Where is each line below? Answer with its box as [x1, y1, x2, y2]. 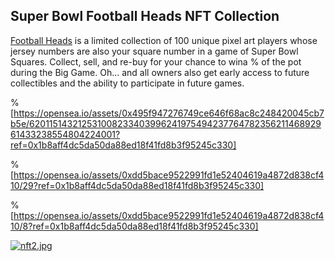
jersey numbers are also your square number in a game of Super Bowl [10, 45, 299, 57]
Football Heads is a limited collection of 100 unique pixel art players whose [10, 34, 318, 46]
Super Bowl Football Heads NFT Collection [10, 8, 280, 25]
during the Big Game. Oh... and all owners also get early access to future [10, 66, 310, 78]
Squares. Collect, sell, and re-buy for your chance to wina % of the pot [10, 55, 302, 68]
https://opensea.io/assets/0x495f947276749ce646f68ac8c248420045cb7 [13, 107, 325, 119]
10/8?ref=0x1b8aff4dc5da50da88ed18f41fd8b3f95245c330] [10, 220, 259, 232]
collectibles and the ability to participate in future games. [10, 77, 245, 89]
